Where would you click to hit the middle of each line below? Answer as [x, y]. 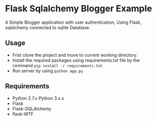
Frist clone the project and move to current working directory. [75, 55]
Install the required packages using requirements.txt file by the [76, 60]
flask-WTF [23, 114]
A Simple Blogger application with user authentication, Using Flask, [73, 22]
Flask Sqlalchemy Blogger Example [78, 9]
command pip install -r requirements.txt [57, 65]
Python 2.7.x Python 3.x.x [38, 98]
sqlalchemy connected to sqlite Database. [48, 27]
